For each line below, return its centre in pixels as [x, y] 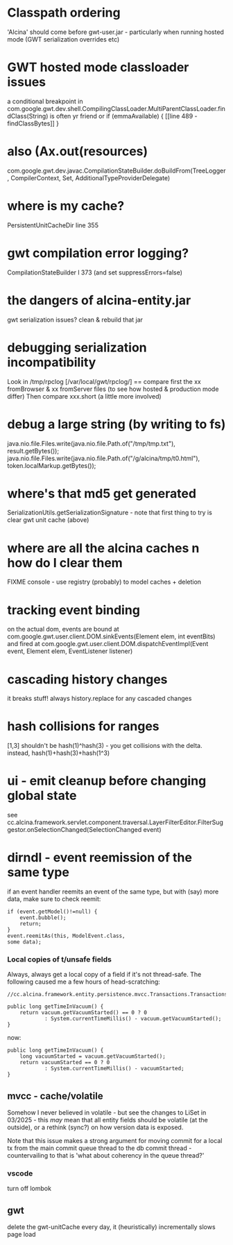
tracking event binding [74, 610]
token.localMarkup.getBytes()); [52, 465]
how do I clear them [65, 563]
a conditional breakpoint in [45, 101]
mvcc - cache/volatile [55, 1096]
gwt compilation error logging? [98, 253]
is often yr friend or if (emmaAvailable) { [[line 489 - [123, 116]
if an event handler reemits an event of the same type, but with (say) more [113, 891]
